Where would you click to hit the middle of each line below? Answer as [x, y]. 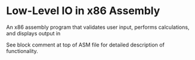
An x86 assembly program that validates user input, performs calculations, [98, 27]
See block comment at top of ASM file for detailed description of [86, 45]
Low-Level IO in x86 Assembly [83, 11]
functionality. [22, 51]
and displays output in [33, 33]
